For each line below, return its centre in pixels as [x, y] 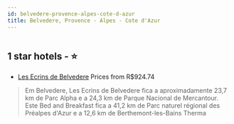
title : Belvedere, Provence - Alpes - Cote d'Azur [84, 21]
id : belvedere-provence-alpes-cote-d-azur [71, 14]
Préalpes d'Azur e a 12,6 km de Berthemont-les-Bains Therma [115, 113]
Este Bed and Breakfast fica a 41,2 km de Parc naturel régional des [122, 106]
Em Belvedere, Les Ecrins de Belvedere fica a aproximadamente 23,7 [126, 91]
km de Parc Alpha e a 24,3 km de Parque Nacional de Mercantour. [122, 98]
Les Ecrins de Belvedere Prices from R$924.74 [86, 77]
